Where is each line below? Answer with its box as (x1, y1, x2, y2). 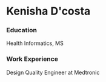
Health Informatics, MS (6, 39, 64, 47)
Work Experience (6, 55, 59, 63)
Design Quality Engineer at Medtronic (6, 69, 100, 76)
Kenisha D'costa (6, 4, 91, 18)
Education (6, 26, 38, 35)
